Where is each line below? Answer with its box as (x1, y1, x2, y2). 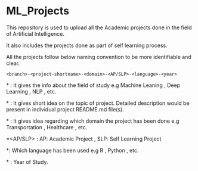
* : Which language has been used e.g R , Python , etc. (6, 147, 139, 154)
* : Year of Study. (6, 158, 49, 165)
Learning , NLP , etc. (6, 88, 57, 95)
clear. (6, 60, 20, 67)
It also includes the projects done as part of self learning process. (6, 42, 168, 49)
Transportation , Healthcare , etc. (6, 123, 88, 130)
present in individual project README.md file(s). (6, 105, 124, 113)
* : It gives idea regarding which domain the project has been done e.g (6, 117, 180, 125)
